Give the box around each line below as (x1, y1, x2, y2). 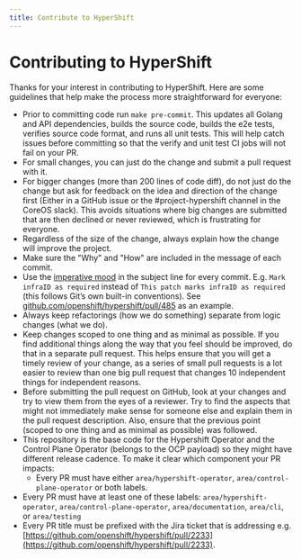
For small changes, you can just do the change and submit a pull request (22, 157, 292, 167)
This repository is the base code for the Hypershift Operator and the (22, 434, 275, 445)
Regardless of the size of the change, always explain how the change (22, 233, 279, 244)
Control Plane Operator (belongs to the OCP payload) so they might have (22, 443, 293, 455)
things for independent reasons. (22, 376, 142, 387)
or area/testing (22, 510, 82, 521)
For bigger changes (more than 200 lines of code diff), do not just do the (22, 176, 292, 186)
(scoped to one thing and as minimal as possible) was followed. (22, 424, 258, 435)
